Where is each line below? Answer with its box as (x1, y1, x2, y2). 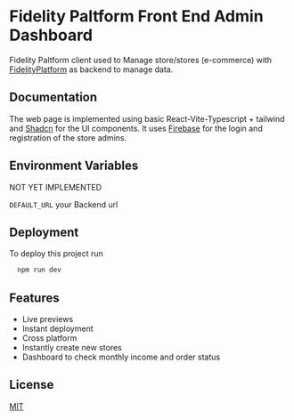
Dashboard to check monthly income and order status (21, 351, 221, 362)
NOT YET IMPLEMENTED (9, 182, 102, 192)
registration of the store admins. (9, 132, 127, 143)
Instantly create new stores (21, 343, 122, 353)
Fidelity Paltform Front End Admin (9, 6, 265, 27)
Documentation (9, 90, 98, 105)
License (9, 377, 54, 392)
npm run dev (17, 265, 62, 275)
